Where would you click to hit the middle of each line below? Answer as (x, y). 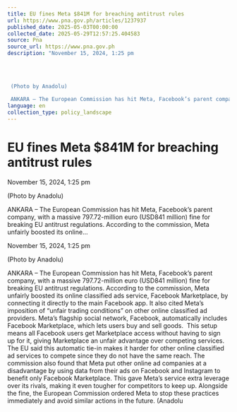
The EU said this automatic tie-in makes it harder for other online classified (116, 348)
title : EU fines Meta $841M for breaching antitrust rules (96, 14)
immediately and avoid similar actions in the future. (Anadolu (95, 401)
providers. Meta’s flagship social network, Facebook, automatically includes (117, 318)
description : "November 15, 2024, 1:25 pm (71, 54)
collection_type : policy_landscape (60, 112)
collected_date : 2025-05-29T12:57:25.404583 (74, 34)
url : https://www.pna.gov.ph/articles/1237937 (77, 20)
